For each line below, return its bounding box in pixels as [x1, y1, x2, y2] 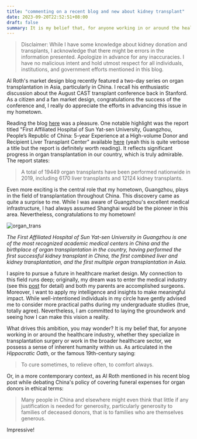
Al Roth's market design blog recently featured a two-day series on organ [6, 77, 184, 84]
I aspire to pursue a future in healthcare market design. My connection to [6, 270, 183, 277]
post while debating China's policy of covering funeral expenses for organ [6, 379, 185, 386]
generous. [20, 415, 46, 422]
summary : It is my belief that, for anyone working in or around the [6, 25, 180, 31]
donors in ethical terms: [6, 385, 64, 392]
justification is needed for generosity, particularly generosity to [20, 403, 173, 410]
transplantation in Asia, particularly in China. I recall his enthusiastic [6, 83, 170, 91]
